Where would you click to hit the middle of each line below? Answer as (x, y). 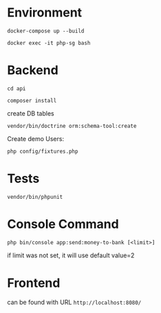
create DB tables (31, 113)
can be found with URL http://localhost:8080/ (74, 302)
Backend (33, 71)
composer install (32, 100)
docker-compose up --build (46, 31)
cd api (17, 88)
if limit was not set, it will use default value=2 (71, 255)
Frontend (34, 283)
